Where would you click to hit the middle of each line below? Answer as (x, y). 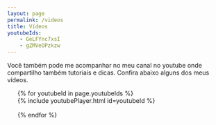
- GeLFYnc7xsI (40, 39)
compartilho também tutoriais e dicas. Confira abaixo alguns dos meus (108, 73)
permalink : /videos (35, 20)
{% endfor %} (37, 115)
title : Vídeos (28, 26)
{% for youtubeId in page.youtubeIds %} (75, 93)
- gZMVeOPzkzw (40, 46)
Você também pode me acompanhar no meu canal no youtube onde (105, 65)
